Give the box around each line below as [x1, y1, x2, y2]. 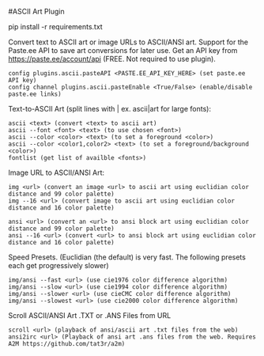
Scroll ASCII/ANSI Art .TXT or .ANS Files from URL [8, 311, 172, 320]
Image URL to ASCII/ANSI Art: [8, 168, 105, 177]
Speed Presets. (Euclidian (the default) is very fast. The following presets [8, 252, 247, 262]
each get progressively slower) [8, 261, 109, 270]
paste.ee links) [8, 90, 62, 98]
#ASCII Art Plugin [8, 7, 65, 16]
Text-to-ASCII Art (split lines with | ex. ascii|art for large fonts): [8, 104, 212, 113]
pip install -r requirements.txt [8, 22, 103, 31]
